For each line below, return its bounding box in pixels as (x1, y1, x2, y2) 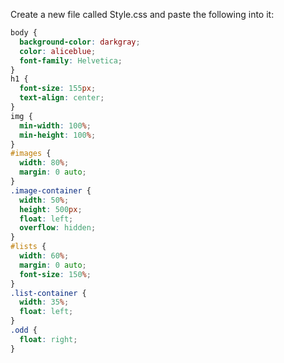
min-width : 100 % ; (19, 120, 92, 131)
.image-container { (10, 185, 92, 196)
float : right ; (19, 334, 78, 344)
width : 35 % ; (19, 297, 70, 308)
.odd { (10, 325, 38, 335)
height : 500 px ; (19, 204, 83, 214)
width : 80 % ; (19, 158, 70, 168)
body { (10, 28, 38, 38)
